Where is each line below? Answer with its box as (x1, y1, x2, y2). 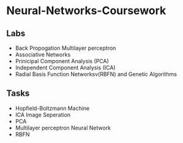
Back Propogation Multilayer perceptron (15, 44, 116, 52)
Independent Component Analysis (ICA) (15, 64, 116, 71)
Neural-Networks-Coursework (6, 4, 166, 18)
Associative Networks (15, 51, 71, 58)
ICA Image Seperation (15, 111, 71, 118)
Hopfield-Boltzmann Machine (15, 104, 90, 112)
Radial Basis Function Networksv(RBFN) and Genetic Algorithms (15, 71, 177, 77)
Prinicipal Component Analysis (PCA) (15, 58, 109, 64)
